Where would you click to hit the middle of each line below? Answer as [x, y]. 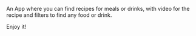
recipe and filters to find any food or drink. [59, 15]
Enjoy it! [16, 27]
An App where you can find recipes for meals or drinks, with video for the [98, 9]
